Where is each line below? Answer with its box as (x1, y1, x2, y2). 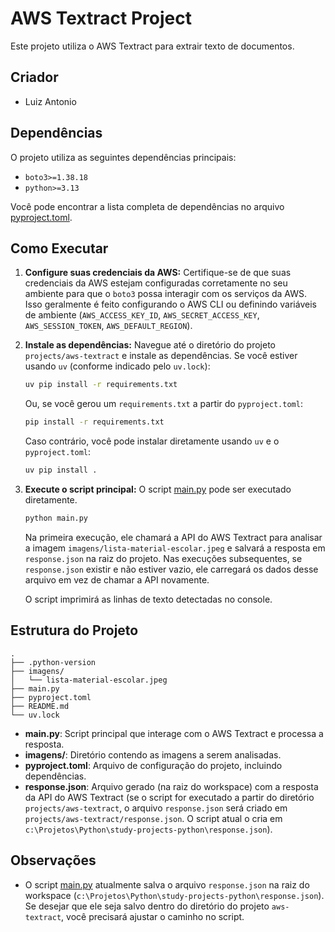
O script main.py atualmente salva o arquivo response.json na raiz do (24, 878, 310, 891)
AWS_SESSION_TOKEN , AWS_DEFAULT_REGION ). (24, 320, 193, 332)
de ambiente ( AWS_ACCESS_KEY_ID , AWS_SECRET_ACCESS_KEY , (24, 309, 260, 321)
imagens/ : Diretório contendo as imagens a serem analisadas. (24, 748, 282, 761)
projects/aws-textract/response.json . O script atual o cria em (24, 812, 283, 824)
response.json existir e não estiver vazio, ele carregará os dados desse (24, 563, 319, 575)
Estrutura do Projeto (10, 622, 139, 639)
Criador (10, 69, 59, 86)
